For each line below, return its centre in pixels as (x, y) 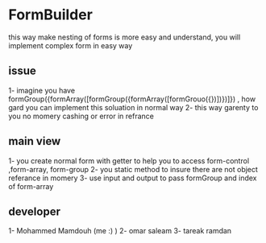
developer (34, 211)
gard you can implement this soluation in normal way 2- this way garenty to (133, 107)
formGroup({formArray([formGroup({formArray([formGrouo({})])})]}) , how (132, 99)
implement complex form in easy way (71, 45)
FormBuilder (50, 15)
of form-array (31, 186)
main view (35, 141)
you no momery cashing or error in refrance (81, 116)
